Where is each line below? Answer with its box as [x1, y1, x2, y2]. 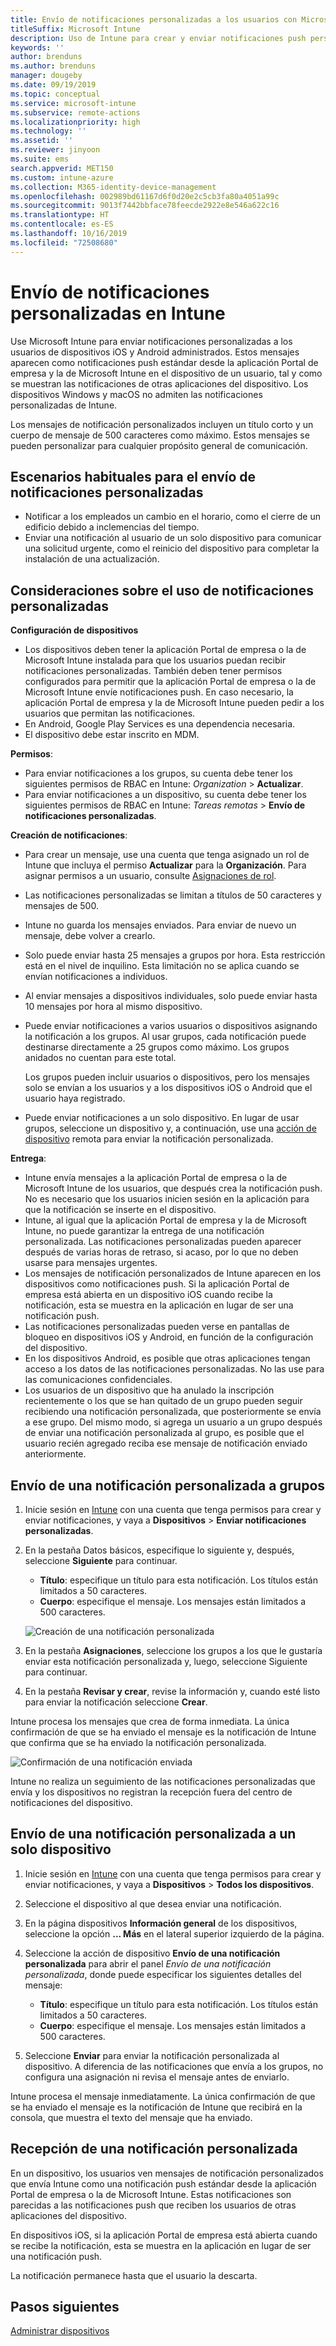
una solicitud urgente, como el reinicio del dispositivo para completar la [24, 542, 320, 555]
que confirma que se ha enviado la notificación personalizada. [10, 1737, 267, 1748]
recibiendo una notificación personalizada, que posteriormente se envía [24, 1406, 322, 1418]
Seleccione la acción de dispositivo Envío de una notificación [24, 1947, 281, 1959]
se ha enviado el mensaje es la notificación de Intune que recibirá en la [10, 2101, 303, 2113]
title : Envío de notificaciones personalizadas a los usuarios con [10, 14, 298, 25]
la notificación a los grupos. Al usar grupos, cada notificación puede [24, 1031, 307, 1043]
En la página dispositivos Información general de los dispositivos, [24, 1917, 298, 1929]
